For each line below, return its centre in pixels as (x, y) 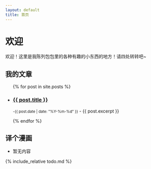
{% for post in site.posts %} (42, 87)
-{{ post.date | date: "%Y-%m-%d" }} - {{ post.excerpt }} (66, 111)
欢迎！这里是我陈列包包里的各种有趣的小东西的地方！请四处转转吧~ (76, 57)
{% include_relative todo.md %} (39, 161)
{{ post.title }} (30, 100)
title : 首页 (17, 15)
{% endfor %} (27, 121)
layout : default (22, 10)
